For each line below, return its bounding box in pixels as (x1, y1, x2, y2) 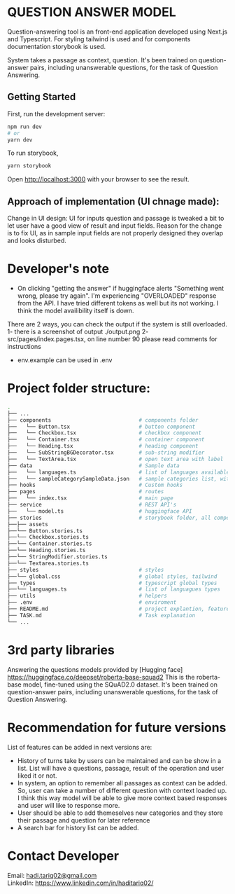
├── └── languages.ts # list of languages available (7, 469, 230, 476)
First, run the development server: (7, 109, 106, 118)
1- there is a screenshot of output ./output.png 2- (7, 327, 149, 336)
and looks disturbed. (7, 236, 66, 245)
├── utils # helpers (7, 593, 168, 600)
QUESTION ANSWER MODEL (7, 4, 176, 20)
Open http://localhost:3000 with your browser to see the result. (7, 175, 190, 184)
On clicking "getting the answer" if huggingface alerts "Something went (17, 284, 225, 292)
